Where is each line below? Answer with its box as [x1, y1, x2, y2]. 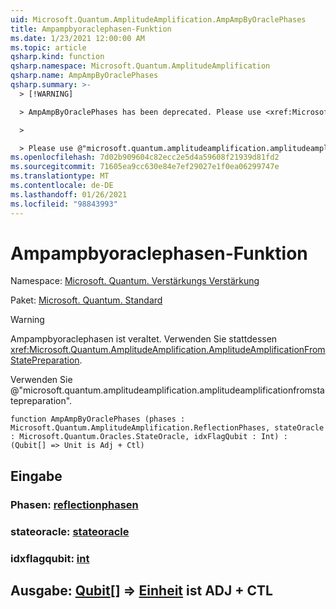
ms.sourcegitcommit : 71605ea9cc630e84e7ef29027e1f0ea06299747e [10, 162, 280, 172]
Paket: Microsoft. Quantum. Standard [10, 294, 163, 306]
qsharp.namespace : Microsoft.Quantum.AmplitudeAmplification [10, 61, 271, 71]
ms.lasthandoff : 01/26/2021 [10, 189, 128, 200]
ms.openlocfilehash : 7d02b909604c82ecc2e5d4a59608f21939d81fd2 [10, 152, 280, 163]
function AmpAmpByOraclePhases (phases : [10, 414, 186, 425]
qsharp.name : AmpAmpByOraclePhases [10, 71, 159, 81]
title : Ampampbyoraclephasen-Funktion [10, 24, 172, 34]
